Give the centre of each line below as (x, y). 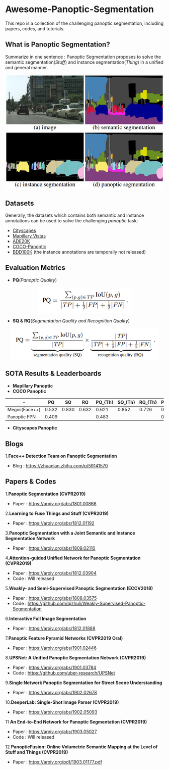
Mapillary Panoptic (33, 386)
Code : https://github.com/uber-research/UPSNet (64, 672)
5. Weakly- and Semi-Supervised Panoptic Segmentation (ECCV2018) (79, 588)
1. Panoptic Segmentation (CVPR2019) (46, 494)
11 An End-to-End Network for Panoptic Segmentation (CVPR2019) (76, 721)
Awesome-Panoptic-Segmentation (80, 9)
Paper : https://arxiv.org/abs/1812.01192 (53, 523)
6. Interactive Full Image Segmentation (46, 618)
